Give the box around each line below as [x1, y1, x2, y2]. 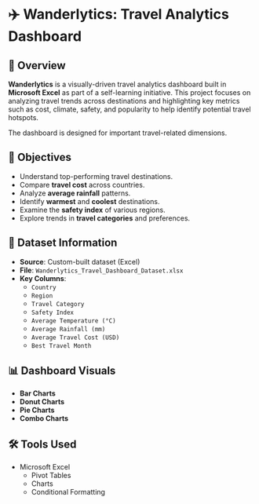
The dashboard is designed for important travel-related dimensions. [8, 128, 228, 137]
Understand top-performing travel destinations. [19, 171, 173, 181]
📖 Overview [8, 59, 66, 72]
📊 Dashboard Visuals [8, 364, 116, 378]
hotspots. [8, 113, 39, 122]
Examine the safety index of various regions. [19, 205, 166, 214]
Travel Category [31, 300, 85, 308]
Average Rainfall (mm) [31, 325, 106, 333]
